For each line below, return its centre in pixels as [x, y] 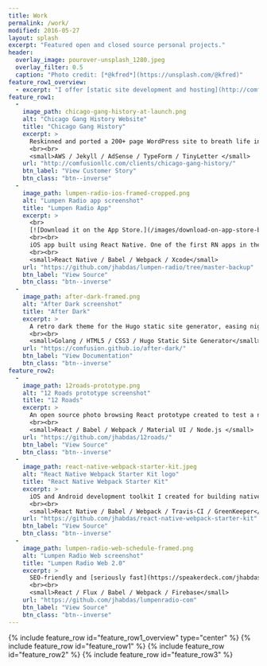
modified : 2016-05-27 [44, 30]
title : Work [28, 16]
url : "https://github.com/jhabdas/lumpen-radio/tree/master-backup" [138, 267]
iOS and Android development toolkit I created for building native [145, 497]
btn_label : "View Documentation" [78, 356]
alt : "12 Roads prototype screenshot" [87, 393]
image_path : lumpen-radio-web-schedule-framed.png [108, 548]
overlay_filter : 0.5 [49, 68]
